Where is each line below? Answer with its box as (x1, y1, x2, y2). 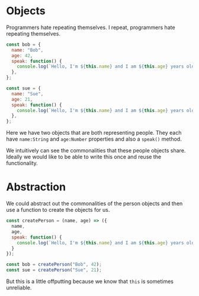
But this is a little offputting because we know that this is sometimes (6, 278, 174, 285)
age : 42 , (11, 52, 33, 59)
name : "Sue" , (11, 91, 44, 97)
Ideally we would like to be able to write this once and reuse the (6, 153, 162, 161)
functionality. (6, 160, 38, 167)
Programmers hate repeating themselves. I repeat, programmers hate (6, 24, 176, 31)
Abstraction (6, 180, 66, 194)
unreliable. (6, 284, 32, 291)
